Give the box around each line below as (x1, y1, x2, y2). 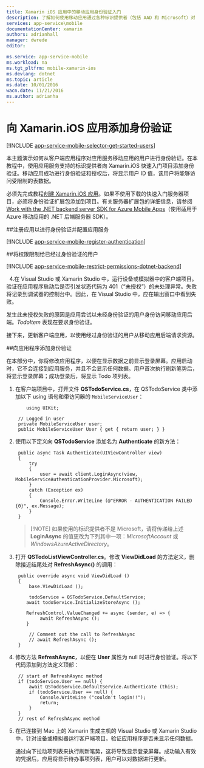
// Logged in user (18, 416, 65, 422)
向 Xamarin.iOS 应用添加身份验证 (6, 122, 172, 135)
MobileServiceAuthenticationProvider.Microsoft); (15, 476, 144, 482)
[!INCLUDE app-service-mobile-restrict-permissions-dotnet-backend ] (6, 262, 182, 270)
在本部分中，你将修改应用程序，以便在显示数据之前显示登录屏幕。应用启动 (6, 357, 192, 365)
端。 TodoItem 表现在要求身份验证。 (6, 318, 96, 326)
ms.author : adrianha (6, 94, 59, 100)
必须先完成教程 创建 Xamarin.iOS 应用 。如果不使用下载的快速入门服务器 (6, 190, 184, 197)
